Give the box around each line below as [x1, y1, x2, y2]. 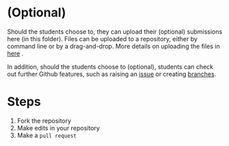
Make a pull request [16, 131, 77, 139]
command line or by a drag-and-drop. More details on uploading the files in [7, 42, 221, 50]
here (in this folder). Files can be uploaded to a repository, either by [7, 34, 197, 42]
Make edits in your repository [16, 123, 100, 132]
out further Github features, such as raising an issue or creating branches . [7, 70, 217, 78]
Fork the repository [16, 117, 72, 125]
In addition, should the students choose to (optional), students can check [7, 62, 214, 71]
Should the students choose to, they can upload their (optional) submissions [7, 27, 223, 36]
